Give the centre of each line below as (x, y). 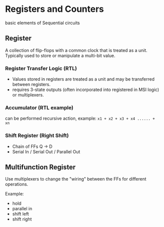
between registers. (31, 85)
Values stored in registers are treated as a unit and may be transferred (83, 79)
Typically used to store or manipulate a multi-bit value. (60, 55)
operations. (17, 184)
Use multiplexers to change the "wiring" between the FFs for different (76, 179)
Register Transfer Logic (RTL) (41, 68)
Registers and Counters (55, 9)
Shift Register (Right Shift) (37, 136)
